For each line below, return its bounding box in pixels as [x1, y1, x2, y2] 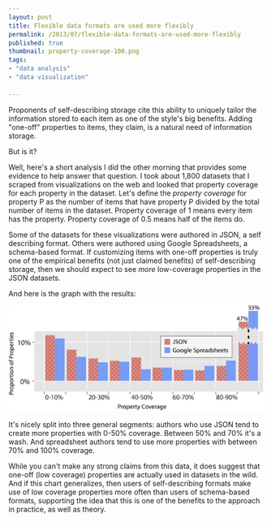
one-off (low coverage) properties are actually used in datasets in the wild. [8, 470, 258, 480]
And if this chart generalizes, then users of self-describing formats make [8, 479, 252, 489]
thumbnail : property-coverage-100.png [8, 47, 140, 56]
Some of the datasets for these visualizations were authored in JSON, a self [8, 230, 261, 239]
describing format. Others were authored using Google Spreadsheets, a [8, 238, 248, 248]
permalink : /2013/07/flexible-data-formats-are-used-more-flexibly [8, 30, 242, 38]
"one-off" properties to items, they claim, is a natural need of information [8, 122, 252, 132]
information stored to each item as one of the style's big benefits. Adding [8, 114, 253, 123]
